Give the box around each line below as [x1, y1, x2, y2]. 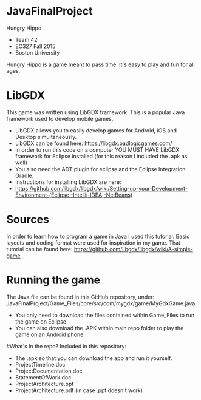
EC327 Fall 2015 [15, 42, 56, 50]
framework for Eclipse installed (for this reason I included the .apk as [15, 152, 188, 160]
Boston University [15, 49, 60, 56]
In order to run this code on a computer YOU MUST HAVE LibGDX [15, 146, 180, 153]
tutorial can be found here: [6, 245, 73, 253]
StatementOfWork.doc [15, 373, 72, 381]
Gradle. [15, 172, 34, 179]
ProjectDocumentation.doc [15, 367, 83, 375]
